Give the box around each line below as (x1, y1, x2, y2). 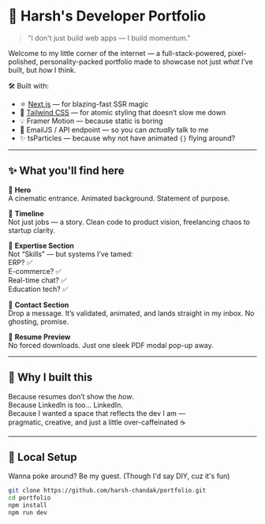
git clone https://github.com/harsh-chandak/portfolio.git (8, 487, 207, 495)
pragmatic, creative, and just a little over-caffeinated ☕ (8, 417, 186, 427)
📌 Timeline (8, 208, 45, 218)
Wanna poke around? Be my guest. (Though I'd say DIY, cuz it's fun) (8, 471, 230, 481)
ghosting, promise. (8, 316, 69, 326)
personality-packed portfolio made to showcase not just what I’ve (39, 57, 254, 66)
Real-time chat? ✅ (8, 275, 67, 285)
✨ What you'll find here (8, 164, 125, 178)
